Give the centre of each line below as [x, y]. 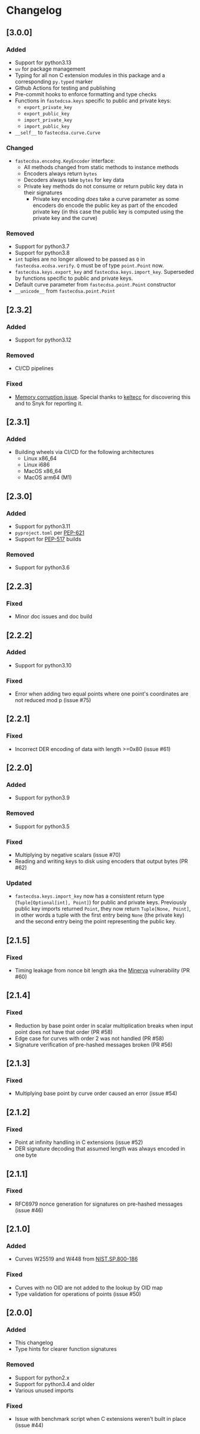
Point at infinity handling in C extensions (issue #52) [79, 1142]
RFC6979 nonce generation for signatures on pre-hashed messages [99, 1204]
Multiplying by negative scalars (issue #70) [68, 855]
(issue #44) [29, 1425]
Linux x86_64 [40, 459]
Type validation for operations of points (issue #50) [78, 1294]
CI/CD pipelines [34, 368]
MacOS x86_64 [42, 471]
